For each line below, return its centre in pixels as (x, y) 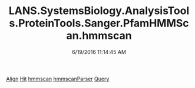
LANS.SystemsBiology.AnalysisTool (99, 11)
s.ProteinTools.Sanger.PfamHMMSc (99, 23)
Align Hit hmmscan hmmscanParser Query (58, 79)
